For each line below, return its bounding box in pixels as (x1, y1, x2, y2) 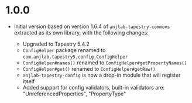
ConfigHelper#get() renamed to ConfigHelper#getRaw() (22, 65, 156, 72)
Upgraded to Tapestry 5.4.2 (22, 40, 90, 47)
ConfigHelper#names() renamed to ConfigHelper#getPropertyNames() (22, 59, 187, 66)
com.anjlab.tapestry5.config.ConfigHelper (22, 54, 128, 60)
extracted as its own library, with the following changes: (13, 29, 149, 36)
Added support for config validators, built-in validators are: (22, 84, 165, 91)
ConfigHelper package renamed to (22, 46, 106, 53)
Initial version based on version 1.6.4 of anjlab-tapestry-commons (13, 23, 170, 30)
